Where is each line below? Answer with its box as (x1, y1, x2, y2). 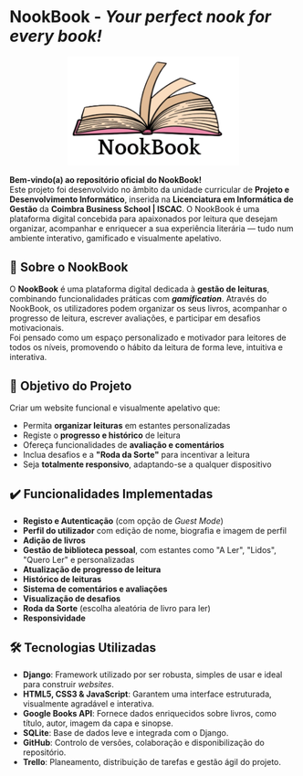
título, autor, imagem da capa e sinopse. (22, 718, 173, 728)
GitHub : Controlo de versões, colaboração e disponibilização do (22, 737, 265, 748)
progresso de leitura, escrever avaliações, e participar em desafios (9, 313, 261, 324)
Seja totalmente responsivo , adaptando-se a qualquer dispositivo (22, 459, 272, 470)
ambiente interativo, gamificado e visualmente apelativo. (9, 233, 222, 244)
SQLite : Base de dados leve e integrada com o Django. (22, 727, 229, 738)
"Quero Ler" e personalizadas (22, 554, 135, 565)
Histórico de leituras (22, 573, 102, 584)
